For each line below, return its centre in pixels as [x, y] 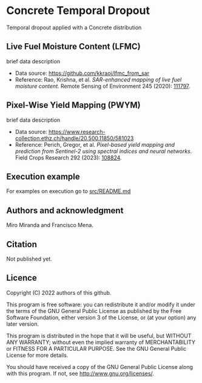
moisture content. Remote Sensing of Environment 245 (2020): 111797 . [103, 86]
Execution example [43, 176]
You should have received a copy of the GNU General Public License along [99, 367]
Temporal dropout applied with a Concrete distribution [74, 27]
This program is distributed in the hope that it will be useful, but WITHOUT [99, 336]
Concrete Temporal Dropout [78, 11]
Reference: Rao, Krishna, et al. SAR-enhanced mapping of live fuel [98, 79]
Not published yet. [29, 259]
